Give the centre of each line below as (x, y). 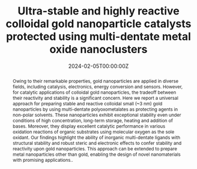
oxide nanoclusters (98, 50)
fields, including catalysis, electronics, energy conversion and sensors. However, (98, 86)
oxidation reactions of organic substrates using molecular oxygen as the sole (93, 131)
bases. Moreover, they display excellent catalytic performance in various (89, 126)
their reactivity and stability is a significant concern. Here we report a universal (95, 98)
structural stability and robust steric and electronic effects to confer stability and (97, 143)
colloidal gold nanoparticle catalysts (98, 24)
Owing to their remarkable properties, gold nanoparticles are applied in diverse (95, 81)
